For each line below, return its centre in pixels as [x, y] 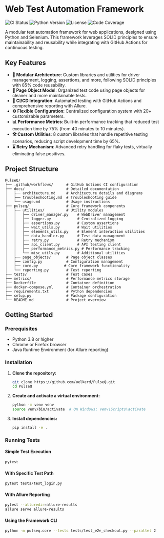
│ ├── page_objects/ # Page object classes [59, 257]
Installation [19, 362]
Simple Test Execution [28, 452]
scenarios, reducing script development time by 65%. [66, 141]
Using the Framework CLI [31, 520]
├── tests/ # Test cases [49, 274]
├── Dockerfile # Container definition [60, 283]
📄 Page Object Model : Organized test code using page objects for [79, 90]
